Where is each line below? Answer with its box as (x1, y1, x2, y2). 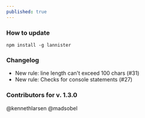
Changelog (6, 56, 39, 64)
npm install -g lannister (6, 42, 71, 48)
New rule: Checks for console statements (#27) (14, 76, 133, 83)
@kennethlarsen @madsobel (6, 104, 78, 111)
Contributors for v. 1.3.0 (6, 91, 78, 99)
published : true (6, 8, 47, 15)
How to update (6, 28, 50, 37)
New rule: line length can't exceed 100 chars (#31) (14, 69, 140, 77)
